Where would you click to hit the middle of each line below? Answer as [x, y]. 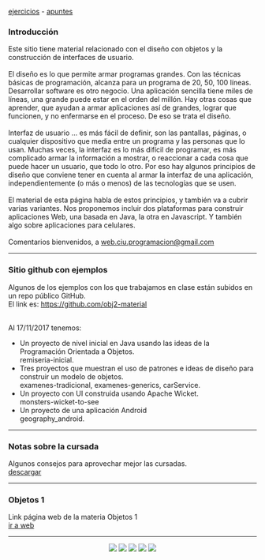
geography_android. [52, 419]
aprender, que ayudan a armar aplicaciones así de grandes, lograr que [122, 108]
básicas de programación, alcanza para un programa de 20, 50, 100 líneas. [130, 83]
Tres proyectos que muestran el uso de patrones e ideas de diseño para [136, 368]
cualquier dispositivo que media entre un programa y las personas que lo [127, 141]
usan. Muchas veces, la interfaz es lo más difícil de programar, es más [122, 150]
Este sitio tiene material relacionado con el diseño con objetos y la [116, 49]
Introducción [34, 32]
